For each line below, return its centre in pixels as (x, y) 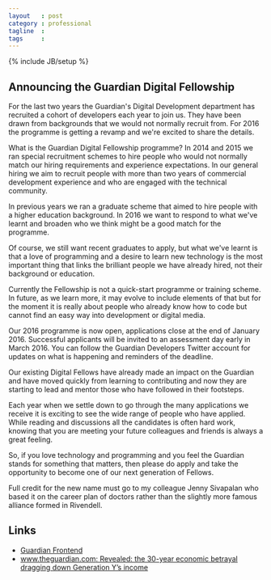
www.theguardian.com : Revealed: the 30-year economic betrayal (129, 558)
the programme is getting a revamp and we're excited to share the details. (131, 132)
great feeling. (31, 440)
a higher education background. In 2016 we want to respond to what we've (133, 215)
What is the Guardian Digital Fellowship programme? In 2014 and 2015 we (131, 148)
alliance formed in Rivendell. (55, 506)
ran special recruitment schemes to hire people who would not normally (128, 157)
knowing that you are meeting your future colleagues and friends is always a (136, 431)
